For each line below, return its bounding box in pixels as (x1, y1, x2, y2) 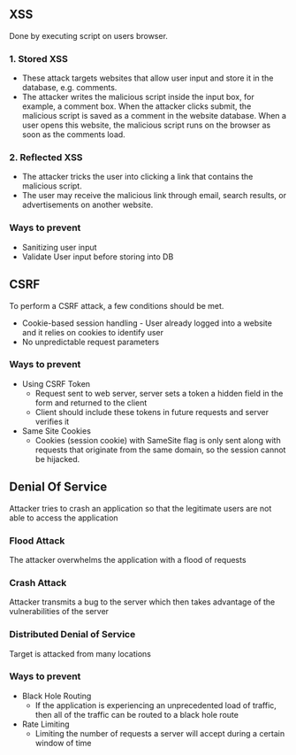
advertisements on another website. (21, 199, 154, 211)
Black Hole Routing (21, 690, 92, 701)
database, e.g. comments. (21, 82, 118, 93)
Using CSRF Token (21, 378, 91, 389)
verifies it (34, 416, 70, 427)
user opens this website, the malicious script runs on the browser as (21, 119, 271, 131)
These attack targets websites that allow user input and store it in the (21, 73, 274, 83)
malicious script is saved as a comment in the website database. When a (21, 111, 287, 121)
